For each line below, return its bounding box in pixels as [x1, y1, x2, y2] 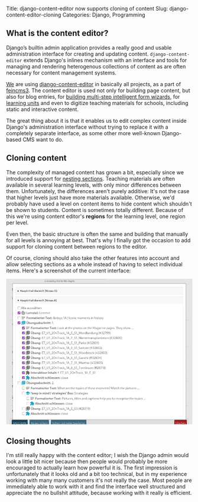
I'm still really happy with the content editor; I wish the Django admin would [6, 452, 189, 459]
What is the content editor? [6, 28, 109, 38]
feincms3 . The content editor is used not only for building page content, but [6, 87, 190, 94]
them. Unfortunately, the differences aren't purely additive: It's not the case [6, 187, 190, 194]
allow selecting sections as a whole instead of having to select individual [6, 260, 183, 268]
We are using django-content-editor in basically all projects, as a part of [6, 80, 181, 87]
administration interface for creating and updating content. [6, 50, 149, 57]
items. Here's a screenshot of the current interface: [6, 267, 131, 274]
